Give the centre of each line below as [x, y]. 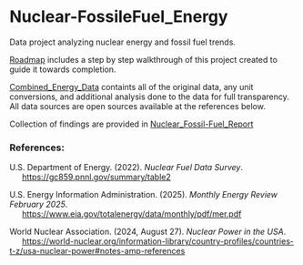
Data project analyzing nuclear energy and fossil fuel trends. [123, 42]
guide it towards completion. [63, 69]
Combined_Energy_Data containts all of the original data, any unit [131, 87]
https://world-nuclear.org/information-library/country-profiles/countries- [157, 241]
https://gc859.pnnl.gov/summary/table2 [96, 177]
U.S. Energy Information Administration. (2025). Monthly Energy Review [144, 195]
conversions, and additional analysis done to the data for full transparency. [149, 97]
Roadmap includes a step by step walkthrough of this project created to [143, 59]
